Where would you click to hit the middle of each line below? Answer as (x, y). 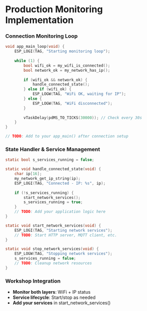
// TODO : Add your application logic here (60, 212)
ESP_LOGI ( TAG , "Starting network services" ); (64, 230)
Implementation (39, 20)
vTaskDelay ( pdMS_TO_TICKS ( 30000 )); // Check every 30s (83, 118)
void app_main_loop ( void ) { (35, 47)
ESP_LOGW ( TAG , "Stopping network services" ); (64, 254)
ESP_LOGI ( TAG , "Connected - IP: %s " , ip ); (60, 183)
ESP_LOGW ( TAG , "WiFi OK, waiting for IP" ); (79, 94)
